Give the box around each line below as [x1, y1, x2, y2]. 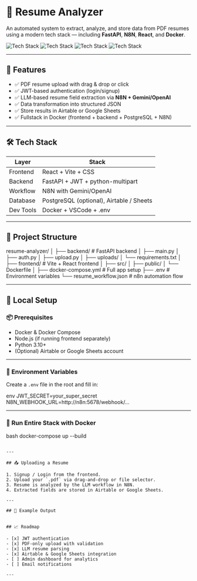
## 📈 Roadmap [6, 523, 40, 530]
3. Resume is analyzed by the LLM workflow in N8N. [6, 482, 135, 487]
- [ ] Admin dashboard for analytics [6, 556, 98, 562]
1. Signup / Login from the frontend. [6, 472, 101, 478]
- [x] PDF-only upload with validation [6, 540, 104, 546]
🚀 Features [6, 65, 46, 75]
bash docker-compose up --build [6, 432, 87, 439]
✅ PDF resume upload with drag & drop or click [14, 81, 129, 88]
